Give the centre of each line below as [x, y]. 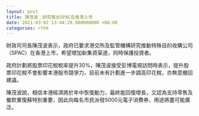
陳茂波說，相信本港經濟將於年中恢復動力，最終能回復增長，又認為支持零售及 [99, 92]
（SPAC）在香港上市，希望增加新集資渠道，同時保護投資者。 [81, 53]
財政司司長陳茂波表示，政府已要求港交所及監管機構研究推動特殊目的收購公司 [99, 45]
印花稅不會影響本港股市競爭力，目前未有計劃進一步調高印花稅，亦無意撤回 [102, 73]
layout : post [22, 11]
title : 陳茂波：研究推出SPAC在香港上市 [49, 17]
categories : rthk [28, 28]
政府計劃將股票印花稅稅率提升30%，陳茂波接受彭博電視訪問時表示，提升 [95, 65]
